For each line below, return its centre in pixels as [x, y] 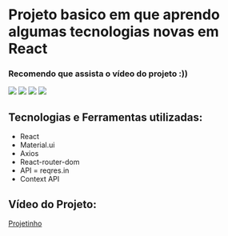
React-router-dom [50, 162]
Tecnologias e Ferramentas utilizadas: [106, 117]
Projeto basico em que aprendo [114, 15]
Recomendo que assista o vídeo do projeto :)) [98, 74]
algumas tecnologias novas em [114, 32]
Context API [40, 179]
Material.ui [37, 145]
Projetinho [25, 224]
